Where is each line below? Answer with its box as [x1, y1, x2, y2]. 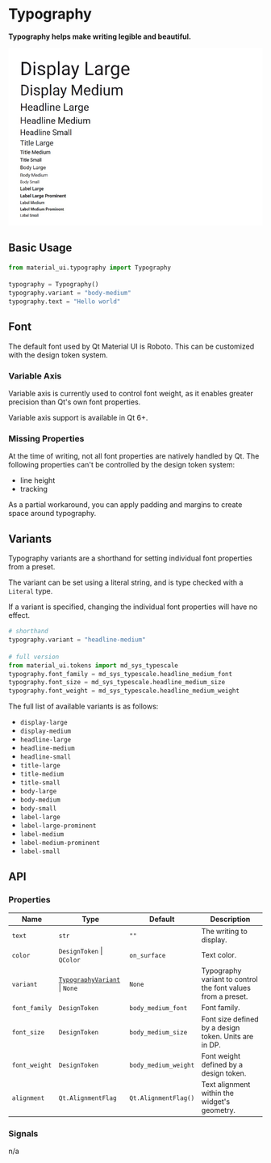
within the [201, 1089, 235, 1098]
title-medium [19, 770, 65, 779]
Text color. [201, 950, 237, 960]
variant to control [201, 975, 258, 984]
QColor [58, 956, 81, 964]
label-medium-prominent [19, 839, 101, 848]
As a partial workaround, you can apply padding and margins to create [8, 500, 243, 510]
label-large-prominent [19, 822, 97, 830]
